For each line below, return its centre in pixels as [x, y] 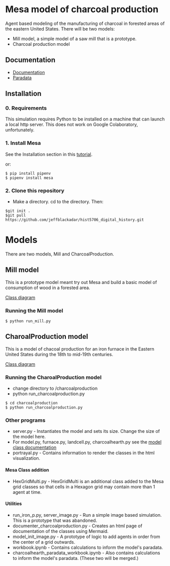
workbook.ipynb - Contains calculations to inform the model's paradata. [88, 547]
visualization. [26, 458]
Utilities [13, 504]
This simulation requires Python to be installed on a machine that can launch [85, 119]
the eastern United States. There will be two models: [60, 28]
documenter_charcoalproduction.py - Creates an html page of [77, 526]
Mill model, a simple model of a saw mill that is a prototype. [75, 39]
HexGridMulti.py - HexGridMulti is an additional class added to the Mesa [88, 481]
